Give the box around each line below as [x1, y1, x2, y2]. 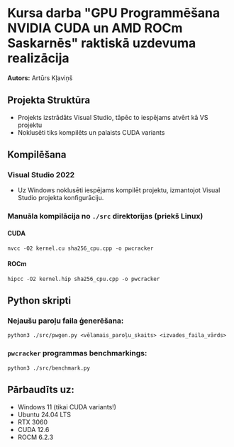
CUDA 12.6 [17, 425, 50, 434]
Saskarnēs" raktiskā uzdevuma [7, 35, 196, 51]
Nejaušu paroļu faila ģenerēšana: [7, 316, 124, 326]
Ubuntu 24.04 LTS [17, 410, 72, 419]
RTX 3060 [17, 417, 48, 426]
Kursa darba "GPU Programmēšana [7, 5, 221, 21]
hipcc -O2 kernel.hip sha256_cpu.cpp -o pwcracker [7, 275, 160, 282]
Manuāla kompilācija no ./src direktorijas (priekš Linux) [7, 211, 204, 221]
